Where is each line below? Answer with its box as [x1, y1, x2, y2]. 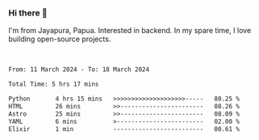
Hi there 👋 [8, 7, 48, 19]
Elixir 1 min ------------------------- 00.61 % [8, 125, 240, 133]
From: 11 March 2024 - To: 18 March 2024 [8, 66, 150, 74]
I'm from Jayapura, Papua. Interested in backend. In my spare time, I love [8, 26, 252, 36]
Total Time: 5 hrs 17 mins [8, 80, 99, 88]
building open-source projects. [8, 34, 111, 44]
